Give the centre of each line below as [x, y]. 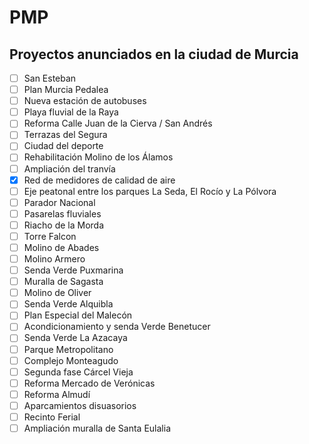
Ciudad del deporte [63, 146]
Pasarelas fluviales [62, 213]
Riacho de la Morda [64, 225]
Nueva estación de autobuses [85, 101]
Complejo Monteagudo [71, 360]
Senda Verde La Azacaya [75, 338]
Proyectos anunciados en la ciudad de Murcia [154, 54]
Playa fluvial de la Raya [71, 112]
